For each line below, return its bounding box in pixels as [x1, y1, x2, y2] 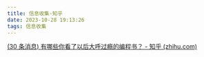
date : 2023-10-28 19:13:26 [7, 16, 85, 23]
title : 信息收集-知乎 [7, 10, 63, 17]
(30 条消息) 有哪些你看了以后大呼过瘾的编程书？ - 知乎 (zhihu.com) [7, 43, 198, 51]
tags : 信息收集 [7, 23, 47, 30]
